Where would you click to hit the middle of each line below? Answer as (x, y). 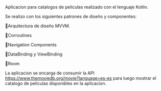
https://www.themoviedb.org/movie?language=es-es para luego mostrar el (81, 78)
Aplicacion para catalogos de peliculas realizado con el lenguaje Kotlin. (77, 7)
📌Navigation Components (31, 45)
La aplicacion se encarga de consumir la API (50, 73)
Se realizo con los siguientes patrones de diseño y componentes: (71, 16)
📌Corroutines (18, 35)
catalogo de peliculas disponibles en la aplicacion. (56, 83)
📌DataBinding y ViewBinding (34, 54)
